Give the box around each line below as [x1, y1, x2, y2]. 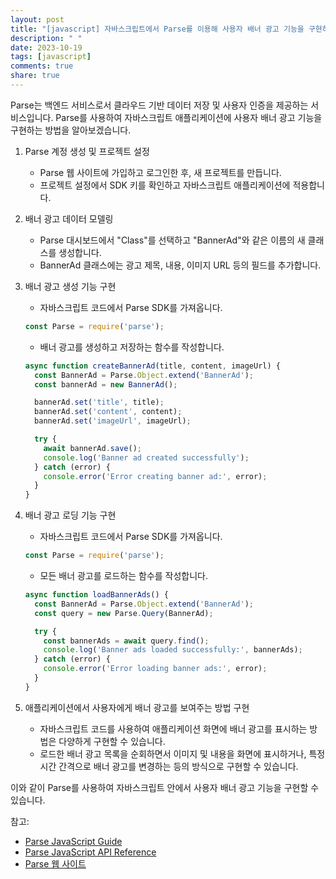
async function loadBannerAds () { [24, 590, 169, 600]
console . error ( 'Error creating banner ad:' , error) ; [43, 471, 268, 481]
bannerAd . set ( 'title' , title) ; [34, 397, 165, 408]
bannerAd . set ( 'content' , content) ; [34, 407, 183, 417]
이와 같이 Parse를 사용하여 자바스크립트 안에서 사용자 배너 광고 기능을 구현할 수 [10, 781, 320, 793]
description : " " [10, 33, 83, 43]
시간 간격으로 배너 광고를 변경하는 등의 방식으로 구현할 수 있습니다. [39, 760, 299, 772]
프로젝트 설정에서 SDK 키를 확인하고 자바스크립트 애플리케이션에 [39, 179, 291, 191]
